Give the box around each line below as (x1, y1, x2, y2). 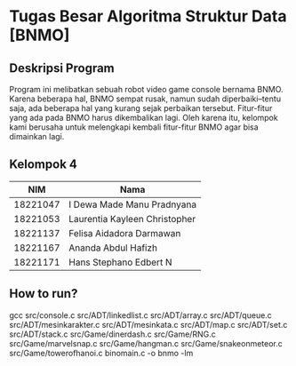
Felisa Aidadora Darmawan (68, 227, 181, 239)
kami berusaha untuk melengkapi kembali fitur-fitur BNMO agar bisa (9, 122, 260, 132)
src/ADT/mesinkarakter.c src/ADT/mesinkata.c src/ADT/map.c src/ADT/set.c (9, 319, 288, 330)
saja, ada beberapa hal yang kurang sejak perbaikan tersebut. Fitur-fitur (9, 103, 273, 113)
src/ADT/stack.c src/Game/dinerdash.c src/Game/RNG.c (9, 329, 216, 339)
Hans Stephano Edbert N (68, 256, 172, 268)
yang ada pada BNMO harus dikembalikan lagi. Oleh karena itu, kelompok (9, 113, 278, 123)
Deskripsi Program (9, 60, 116, 76)
